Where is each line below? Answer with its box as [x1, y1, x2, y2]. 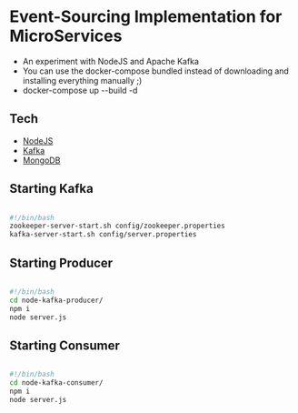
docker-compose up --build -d [22, 85, 138, 96]
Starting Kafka [9, 181, 94, 196]
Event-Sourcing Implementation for [9, 6, 283, 27]
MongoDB [22, 155, 61, 166]
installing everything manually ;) [22, 75, 143, 86]
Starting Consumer [9, 337, 120, 353]
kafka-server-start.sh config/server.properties [9, 230, 197, 239]
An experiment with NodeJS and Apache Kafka [22, 55, 200, 66]
